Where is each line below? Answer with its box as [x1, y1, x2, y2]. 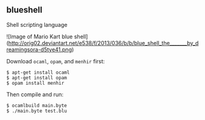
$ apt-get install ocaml [6, 69, 70, 76]
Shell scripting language [6, 21, 68, 28]
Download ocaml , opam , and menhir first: [6, 57, 106, 65]
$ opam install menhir [6, 80, 64, 86]
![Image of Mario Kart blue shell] [6, 33, 88, 40]
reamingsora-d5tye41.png [6, 46, 72, 53]
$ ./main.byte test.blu [6, 108, 68, 114]
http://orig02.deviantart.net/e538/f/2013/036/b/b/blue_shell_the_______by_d [8, 39, 199, 46]
